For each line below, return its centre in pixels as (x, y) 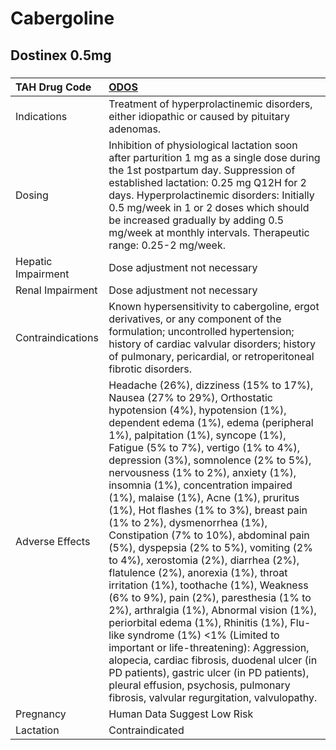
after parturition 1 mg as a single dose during (214, 157)
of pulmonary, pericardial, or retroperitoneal (211, 356)
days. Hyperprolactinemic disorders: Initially (211, 195)
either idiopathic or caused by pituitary (199, 116)
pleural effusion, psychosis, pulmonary (199, 685)
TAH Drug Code (53, 87)
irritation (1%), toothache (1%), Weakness (208, 585)
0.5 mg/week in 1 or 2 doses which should (209, 207)
